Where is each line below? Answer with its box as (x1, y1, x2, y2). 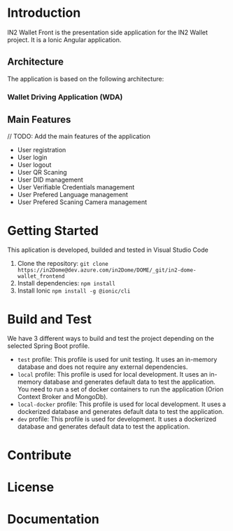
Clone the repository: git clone (17, 260, 108, 268)
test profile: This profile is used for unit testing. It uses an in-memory (17, 356, 218, 364)
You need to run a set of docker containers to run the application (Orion (17, 385, 224, 394)
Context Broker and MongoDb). (17, 393, 108, 401)
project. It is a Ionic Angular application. (7, 35, 122, 43)
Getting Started (7, 222, 99, 238)
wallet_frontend (17, 273, 65, 280)
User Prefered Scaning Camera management (17, 198, 148, 206)
